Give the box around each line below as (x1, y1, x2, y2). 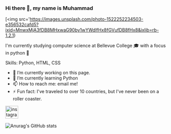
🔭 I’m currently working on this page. (12, 70, 90, 76)
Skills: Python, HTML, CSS (5, 60, 61, 66)
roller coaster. (12, 96, 42, 102)
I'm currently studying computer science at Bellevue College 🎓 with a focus (5, 43, 166, 49)
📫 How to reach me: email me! (12, 81, 78, 87)
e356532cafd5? (5, 21, 39, 28)
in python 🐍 (5, 50, 30, 56)
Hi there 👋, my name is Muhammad (5, 5, 93, 12)
